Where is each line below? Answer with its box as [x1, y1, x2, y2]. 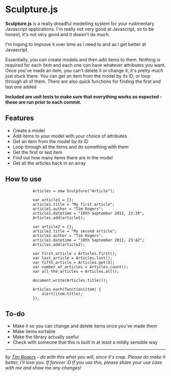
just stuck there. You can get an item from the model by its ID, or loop [5, 73, 151, 79]
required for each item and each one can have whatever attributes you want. [5, 62, 166, 68]
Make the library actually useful [12, 334, 79, 340]
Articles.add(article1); [32, 215, 85, 220]
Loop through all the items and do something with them [12, 144, 129, 150]
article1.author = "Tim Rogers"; [32, 206, 103, 212]
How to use [5, 175, 42, 183]
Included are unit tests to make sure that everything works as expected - [5, 93, 162, 100]
